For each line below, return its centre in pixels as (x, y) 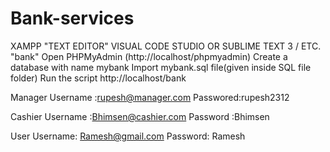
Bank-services (72, 18)
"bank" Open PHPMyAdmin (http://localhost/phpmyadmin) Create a (149, 56)
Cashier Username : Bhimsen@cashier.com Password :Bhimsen (140, 116)
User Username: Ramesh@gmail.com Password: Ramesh (128, 136)
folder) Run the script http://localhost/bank (98, 78)
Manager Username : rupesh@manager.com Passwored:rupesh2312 (150, 97)
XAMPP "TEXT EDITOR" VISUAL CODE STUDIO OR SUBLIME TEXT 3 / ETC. (166, 46)
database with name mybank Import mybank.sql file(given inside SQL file (161, 67)
